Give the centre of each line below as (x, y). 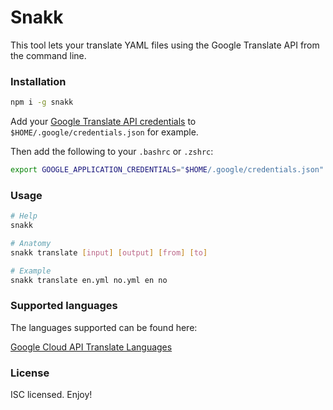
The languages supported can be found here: (104, 327)
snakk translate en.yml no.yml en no (89, 280)
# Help (24, 216)
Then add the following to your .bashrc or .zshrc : (112, 152)
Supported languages (64, 306)
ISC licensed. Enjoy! (51, 395)
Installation (38, 81)
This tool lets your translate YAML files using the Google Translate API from (165, 45)
